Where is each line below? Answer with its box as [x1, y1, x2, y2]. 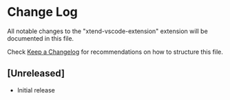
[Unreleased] [7, 68, 65, 79]
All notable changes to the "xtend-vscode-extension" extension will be [7, 27, 208, 35]
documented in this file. [7, 34, 74, 42]
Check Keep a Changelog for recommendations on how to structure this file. [7, 48, 224, 56]
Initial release [17, 86, 55, 94]
